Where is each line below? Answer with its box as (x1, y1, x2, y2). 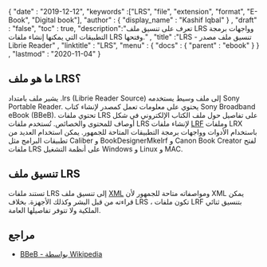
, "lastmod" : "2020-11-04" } (8, 49, 101, 58)
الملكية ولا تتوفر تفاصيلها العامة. (8, 205, 101, 214)
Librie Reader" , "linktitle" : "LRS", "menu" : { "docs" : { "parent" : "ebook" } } (8, 41, 260, 50)
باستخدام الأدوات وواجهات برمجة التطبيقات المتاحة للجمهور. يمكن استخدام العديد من (8, 127, 257, 136)
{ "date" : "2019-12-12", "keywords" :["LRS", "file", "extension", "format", (8, 7, 245, 16)
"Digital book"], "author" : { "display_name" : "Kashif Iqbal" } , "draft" (31, 15, 257, 25)
